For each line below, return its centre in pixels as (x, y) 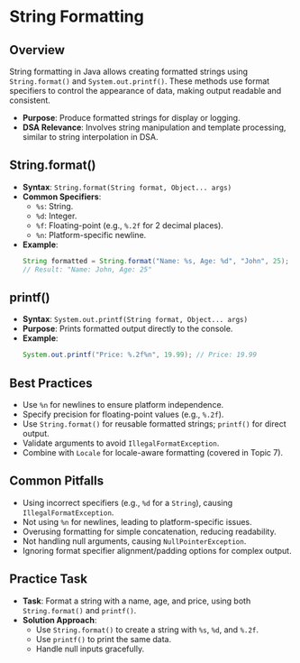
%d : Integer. (56, 216)
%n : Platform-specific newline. (91, 235)
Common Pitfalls (57, 481)
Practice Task (49, 579)
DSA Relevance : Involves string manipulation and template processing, (154, 127)
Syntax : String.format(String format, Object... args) (127, 187)
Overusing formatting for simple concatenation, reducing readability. (149, 531)
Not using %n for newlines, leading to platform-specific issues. (137, 521)
